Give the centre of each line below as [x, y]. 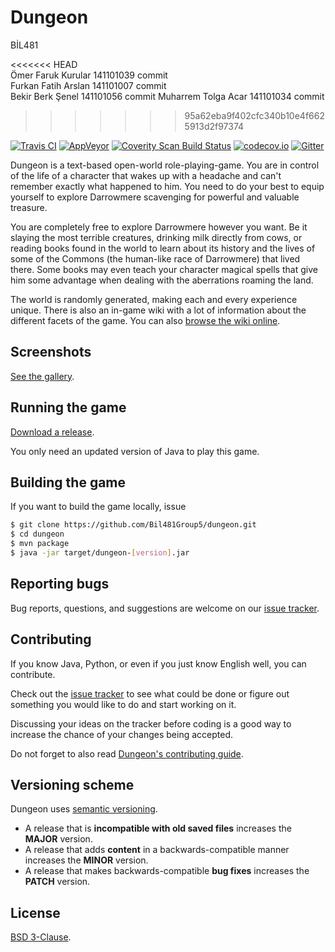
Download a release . [52, 432]
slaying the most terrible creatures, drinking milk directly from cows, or [156, 237]
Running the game [68, 407]
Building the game [68, 482]
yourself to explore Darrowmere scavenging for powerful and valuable [155, 197]
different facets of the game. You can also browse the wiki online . [145, 320]
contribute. [33, 674]
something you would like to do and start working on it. [123, 704]
